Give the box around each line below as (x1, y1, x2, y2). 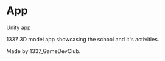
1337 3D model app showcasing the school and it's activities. (6, 35, 160, 43)
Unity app (6, 24, 31, 31)
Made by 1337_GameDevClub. (6, 47, 81, 55)
